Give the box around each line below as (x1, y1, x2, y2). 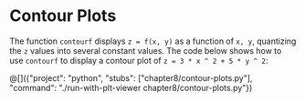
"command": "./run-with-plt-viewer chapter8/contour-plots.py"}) (9, 82, 253, 93)
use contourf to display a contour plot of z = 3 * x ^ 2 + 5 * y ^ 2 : (9, 55, 268, 66)
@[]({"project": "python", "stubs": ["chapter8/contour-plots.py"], (9, 72, 253, 83)
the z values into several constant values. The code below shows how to (9, 45, 282, 56)
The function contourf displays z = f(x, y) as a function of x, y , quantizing (9, 36, 297, 46)
